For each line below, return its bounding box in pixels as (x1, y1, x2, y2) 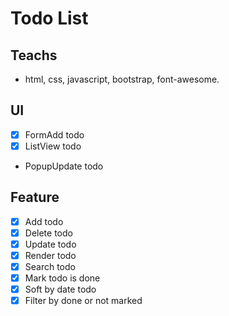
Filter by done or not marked (24, 295, 143, 307)
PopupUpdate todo (24, 160, 104, 172)
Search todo (24, 261, 76, 272)
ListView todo (24, 140, 82, 152)
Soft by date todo (24, 283, 97, 296)
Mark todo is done (24, 272, 101, 284)
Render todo (24, 249, 77, 261)
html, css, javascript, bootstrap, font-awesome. (24, 73, 220, 85)
